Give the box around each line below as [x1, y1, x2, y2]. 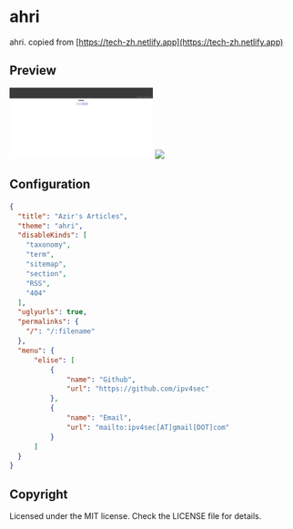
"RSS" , [25, 279, 51, 288]
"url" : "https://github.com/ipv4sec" [66, 384, 209, 393]
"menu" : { [17, 346, 55, 355]
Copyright [9, 486, 68, 502]
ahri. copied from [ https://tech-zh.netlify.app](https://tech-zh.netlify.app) [9, 36, 284, 47]
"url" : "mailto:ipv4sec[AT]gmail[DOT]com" [66, 422, 230, 432]
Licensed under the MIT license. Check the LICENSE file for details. [9, 511, 262, 522]
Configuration [9, 177, 91, 192]
